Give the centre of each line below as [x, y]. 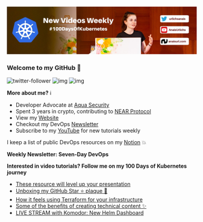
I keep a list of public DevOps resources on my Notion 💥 [77, 142]
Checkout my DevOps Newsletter [57, 124]
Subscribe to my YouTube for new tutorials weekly [78, 131]
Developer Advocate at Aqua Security [62, 105]
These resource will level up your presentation [73, 184]
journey [17, 173]
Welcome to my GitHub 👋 [44, 68]
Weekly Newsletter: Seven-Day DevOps [58, 154]
